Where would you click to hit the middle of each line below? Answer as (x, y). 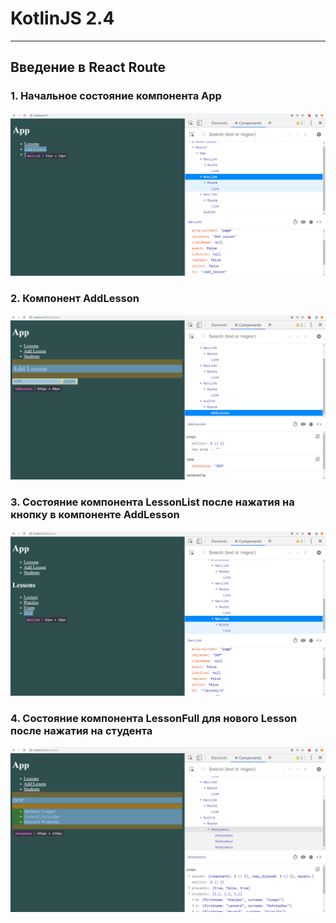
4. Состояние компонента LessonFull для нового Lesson (154, 719)
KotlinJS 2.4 (62, 18)
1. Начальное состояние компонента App (116, 96)
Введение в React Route (88, 67)
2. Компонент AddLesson (75, 298)
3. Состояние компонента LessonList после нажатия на (152, 502)
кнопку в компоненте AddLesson (95, 514)
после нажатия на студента (81, 731)
